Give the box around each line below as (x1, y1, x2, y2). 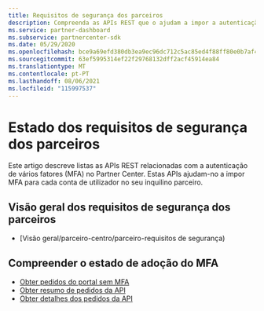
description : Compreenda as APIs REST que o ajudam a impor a (8, 19, 216, 27)
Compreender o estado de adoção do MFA (8, 256, 218, 269)
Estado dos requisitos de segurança (8, 119, 247, 136)
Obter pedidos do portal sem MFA (19, 276, 130, 287)
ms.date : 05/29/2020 (8, 41, 76, 49)
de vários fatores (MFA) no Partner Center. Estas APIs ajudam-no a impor (8, 170, 245, 179)
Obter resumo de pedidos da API (19, 285, 126, 295)
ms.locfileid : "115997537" (8, 84, 97, 93)
